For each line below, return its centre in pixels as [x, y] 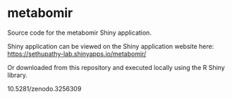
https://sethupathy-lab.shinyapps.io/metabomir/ [77, 54]
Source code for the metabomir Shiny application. [79, 33]
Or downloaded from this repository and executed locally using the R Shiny [116, 67]
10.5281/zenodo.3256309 [44, 88]
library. [18, 75]
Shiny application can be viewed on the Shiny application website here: [111, 46]
